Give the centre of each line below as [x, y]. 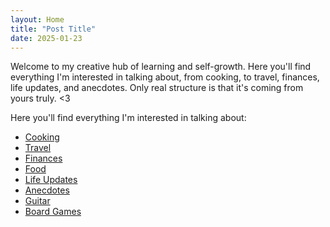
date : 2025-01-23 [46, 38]
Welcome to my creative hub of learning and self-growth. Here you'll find [161, 67]
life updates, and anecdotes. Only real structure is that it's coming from [157, 88]
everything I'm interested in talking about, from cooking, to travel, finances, [165, 77]
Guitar [37, 201]
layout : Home [37, 19]
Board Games [53, 212]
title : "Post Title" [53, 29]
